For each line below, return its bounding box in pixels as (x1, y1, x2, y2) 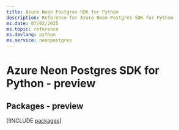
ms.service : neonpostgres (6, 37, 72, 43)
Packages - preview (6, 101, 84, 111)
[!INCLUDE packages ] (6, 117, 62, 124)
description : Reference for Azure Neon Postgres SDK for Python (6, 15, 174, 21)
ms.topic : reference (6, 26, 59, 32)
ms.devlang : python (6, 32, 56, 38)
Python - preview (6, 77, 96, 90)
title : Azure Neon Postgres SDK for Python (6, 9, 119, 15)
